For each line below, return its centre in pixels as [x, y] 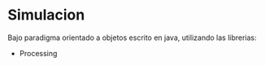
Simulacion [46, 15]
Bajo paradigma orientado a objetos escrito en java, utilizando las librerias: [132, 37]
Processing [38, 53]
